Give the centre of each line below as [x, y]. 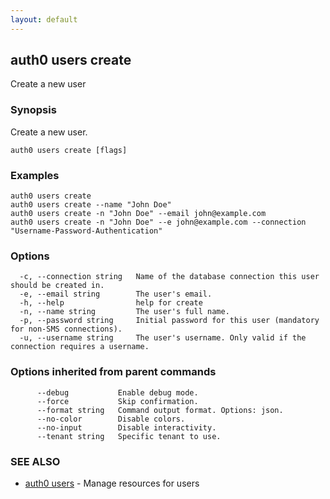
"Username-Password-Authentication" [86, 231]
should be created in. [57, 286]
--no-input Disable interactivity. [126, 427]
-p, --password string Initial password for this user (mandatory [169, 321]
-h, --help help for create [111, 303]
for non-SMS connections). [66, 329]
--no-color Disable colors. [111, 419]
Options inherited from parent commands [113, 372]
